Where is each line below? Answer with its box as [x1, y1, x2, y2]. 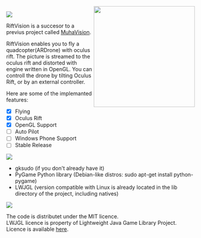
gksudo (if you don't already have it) [14, 164, 105, 172]
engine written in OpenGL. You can [6, 66, 93, 72]
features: [6, 96, 29, 103]
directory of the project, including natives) [14, 190, 119, 197]
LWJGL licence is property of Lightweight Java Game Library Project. [6, 219, 177, 227]
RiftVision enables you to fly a [6, 40, 80, 47]
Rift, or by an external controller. [6, 78, 86, 86]
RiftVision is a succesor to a [6, 22, 75, 29]
